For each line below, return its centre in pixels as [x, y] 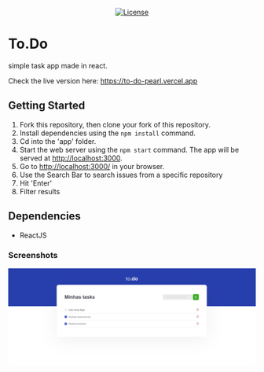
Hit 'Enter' [36, 183]
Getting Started [47, 106]
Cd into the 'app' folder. [58, 141]
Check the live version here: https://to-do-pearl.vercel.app [103, 81]
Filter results [40, 191]
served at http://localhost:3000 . [71, 158]
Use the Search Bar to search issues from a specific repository [121, 175]
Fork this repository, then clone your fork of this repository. [115, 124]
